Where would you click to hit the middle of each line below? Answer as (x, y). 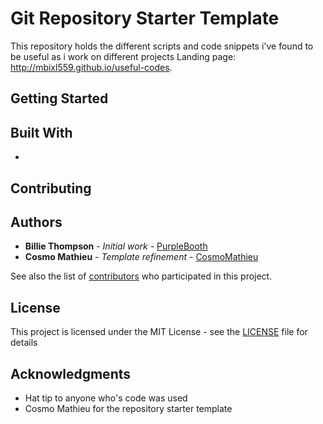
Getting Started (59, 98)
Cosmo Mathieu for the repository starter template (128, 408)
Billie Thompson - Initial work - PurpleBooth (116, 246)
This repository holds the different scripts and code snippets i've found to (162, 46)
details (24, 343)
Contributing (51, 188)
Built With (41, 132)
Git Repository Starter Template (145, 18)
